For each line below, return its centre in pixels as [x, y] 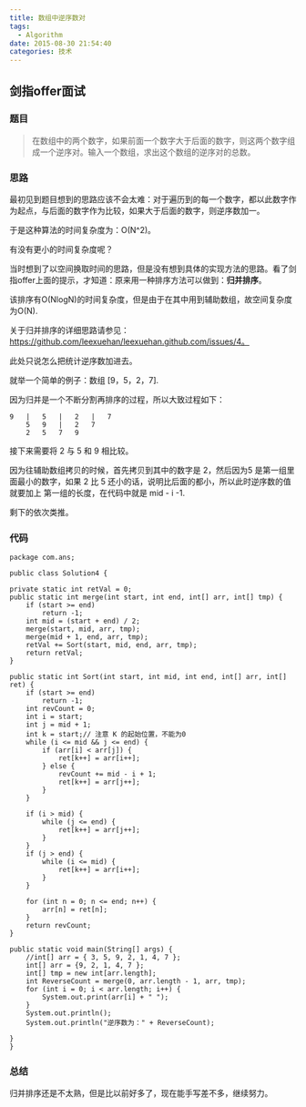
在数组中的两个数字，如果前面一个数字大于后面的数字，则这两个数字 [159, 140]
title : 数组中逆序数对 [48, 18]
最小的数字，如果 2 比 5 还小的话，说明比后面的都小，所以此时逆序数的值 [154, 482]
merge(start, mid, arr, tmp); [83, 629]
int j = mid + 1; [59, 725]
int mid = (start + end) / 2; [83, 621]
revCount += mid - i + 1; [107, 775]
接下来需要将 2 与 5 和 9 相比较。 [71, 451]
